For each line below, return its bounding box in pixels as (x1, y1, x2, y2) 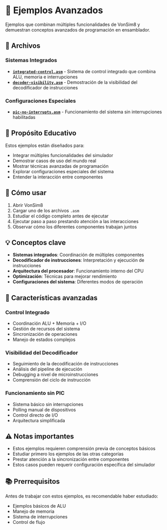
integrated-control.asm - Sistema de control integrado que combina (12, 68, 156, 74)
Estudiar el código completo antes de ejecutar (12, 213, 109, 219)
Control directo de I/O (12, 412, 58, 418)
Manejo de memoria (12, 508, 55, 515)
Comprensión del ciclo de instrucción (12, 377, 91, 383)
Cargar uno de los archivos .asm (12, 207, 79, 213)
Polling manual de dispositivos (12, 407, 76, 413)
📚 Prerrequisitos (5, 477, 60, 486)
